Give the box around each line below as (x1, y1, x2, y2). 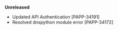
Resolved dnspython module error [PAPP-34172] (12, 19, 113, 25)
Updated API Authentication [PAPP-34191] (12, 14, 100, 19)
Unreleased (5, 4, 30, 10)
